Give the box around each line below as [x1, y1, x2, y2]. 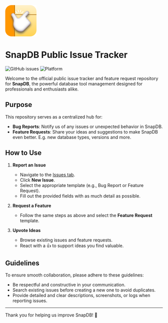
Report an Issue [12, 162, 46, 168]
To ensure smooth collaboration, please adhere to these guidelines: [5, 272, 144, 278]
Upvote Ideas [12, 227, 41, 233]
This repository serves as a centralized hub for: [5, 113, 102, 119]
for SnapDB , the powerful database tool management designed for [5, 80, 143, 86]
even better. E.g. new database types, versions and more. [12, 134, 131, 140]
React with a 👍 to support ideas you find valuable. [19, 242, 124, 248]
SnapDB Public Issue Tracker [5, 49, 128, 60]
